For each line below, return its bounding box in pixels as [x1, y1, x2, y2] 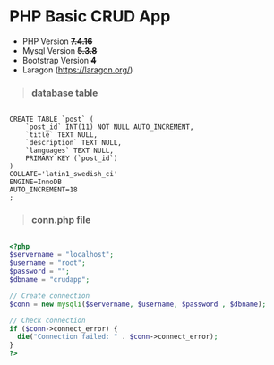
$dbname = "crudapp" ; [9, 276, 90, 284]
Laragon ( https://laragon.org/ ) [21, 64, 133, 75]
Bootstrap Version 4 [21, 55, 97, 65]
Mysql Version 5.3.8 [21, 45, 98, 55]
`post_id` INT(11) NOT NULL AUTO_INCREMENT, [25, 123, 194, 132]
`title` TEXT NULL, [25, 131, 98, 140]
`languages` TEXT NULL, [25, 146, 115, 156]
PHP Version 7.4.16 [21, 36, 93, 47]
